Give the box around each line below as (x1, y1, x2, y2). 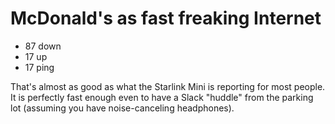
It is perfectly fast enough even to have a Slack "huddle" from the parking (10, 91, 314, 103)
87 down (24, 40, 62, 52)
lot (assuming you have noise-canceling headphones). (10, 102, 235, 114)
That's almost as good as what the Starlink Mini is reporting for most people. (10, 80, 326, 92)
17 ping (24, 61, 55, 73)
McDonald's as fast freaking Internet (10, 7, 322, 30)
